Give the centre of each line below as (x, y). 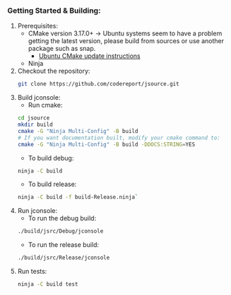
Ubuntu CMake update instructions (89, 56)
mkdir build (35, 125)
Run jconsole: (37, 211)
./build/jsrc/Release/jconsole (64, 258)
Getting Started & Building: (54, 11)
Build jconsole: (39, 98)
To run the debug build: (62, 219)
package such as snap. (62, 49)
